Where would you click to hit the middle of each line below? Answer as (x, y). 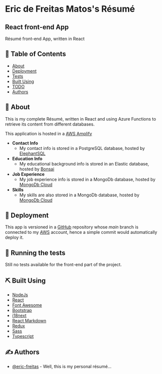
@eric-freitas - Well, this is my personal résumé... (62, 366)
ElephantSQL (32, 153)
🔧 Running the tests (35, 253)
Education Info (27, 158)
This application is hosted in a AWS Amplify (49, 133)
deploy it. (14, 237)
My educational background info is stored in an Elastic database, (84, 164)
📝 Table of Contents (36, 54)
